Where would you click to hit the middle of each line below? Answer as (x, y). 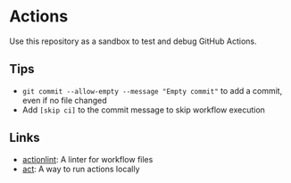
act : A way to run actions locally (81, 169)
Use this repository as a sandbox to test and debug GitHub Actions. (133, 41)
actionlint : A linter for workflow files (87, 159)
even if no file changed (64, 100)
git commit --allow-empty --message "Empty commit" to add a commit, (152, 90)
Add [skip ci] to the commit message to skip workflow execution (144, 110)
